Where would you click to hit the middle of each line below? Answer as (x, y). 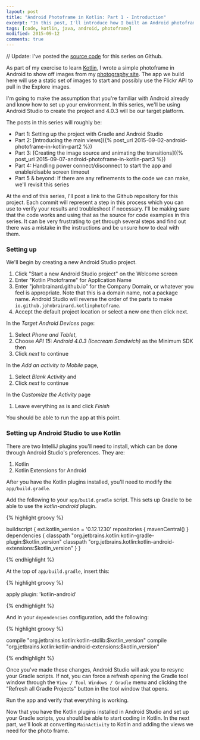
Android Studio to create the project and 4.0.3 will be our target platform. (96, 111)
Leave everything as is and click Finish (62, 406)
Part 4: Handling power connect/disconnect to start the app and (93, 165)
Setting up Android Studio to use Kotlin (63, 433)
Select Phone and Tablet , (46, 335)
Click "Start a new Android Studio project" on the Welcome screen (96, 274)
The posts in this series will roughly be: (54, 122)
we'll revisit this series (42, 184)
